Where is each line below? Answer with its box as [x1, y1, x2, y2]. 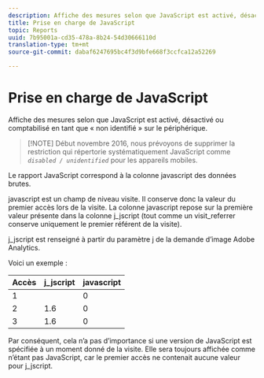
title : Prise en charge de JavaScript [8, 19, 135, 27]
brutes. [8, 179, 31, 188]
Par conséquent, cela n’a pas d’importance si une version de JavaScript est [8, 335, 252, 345]
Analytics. [8, 243, 41, 252]
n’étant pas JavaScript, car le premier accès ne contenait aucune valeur [8, 352, 241, 362]
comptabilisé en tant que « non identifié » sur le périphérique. [8, 123, 208, 132]
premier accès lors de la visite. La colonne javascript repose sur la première [8, 202, 254, 212]
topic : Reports [8, 26, 58, 34]
